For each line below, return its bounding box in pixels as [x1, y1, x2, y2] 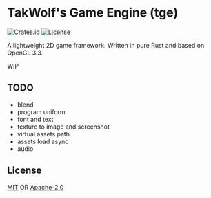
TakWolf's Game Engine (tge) [7, 5, 178, 21]
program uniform [17, 107, 66, 116]
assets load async [17, 137, 69, 145]
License [7, 165, 42, 177]
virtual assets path [17, 129, 70, 138]
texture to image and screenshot [17, 123, 110, 131]
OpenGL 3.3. [7, 48, 43, 57]
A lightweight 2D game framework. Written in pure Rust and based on [7, 41, 205, 49]
